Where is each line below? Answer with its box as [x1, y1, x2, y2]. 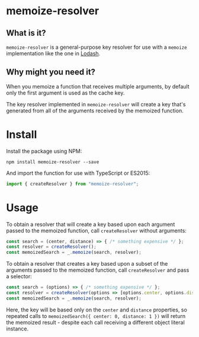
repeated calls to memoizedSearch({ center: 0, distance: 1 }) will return [6, 312, 185, 319]
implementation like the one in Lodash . [6, 50, 101, 57]
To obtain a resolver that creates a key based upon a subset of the [6, 260, 168, 267]
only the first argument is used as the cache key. [6, 89, 125, 96]
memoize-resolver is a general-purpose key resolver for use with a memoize [6, 43, 188, 51]
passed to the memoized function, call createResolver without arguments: [6, 227, 187, 234]
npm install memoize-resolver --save [6, 159, 99, 165]
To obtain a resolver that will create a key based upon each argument [6, 221, 175, 228]
